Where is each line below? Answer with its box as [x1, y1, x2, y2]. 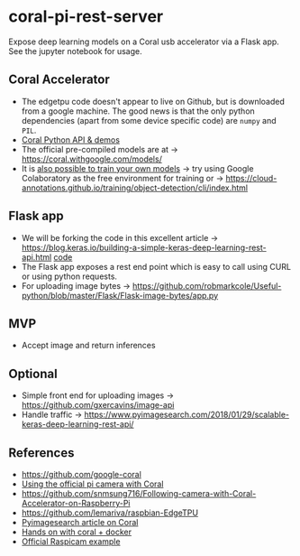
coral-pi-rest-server [8, 6, 164, 27]
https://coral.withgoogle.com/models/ [21, 153, 163, 164]
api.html [21, 251, 52, 263]
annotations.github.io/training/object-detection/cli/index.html [21, 182, 249, 193]
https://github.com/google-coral [21, 469, 141, 479]
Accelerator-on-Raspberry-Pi [21, 498, 131, 508]
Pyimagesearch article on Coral [21, 517, 139, 527]
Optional [8, 366, 58, 381]
